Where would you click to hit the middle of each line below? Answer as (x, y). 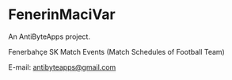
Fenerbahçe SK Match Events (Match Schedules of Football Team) (117, 51)
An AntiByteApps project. (49, 36)
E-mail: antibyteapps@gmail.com (62, 67)
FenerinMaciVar (62, 15)
